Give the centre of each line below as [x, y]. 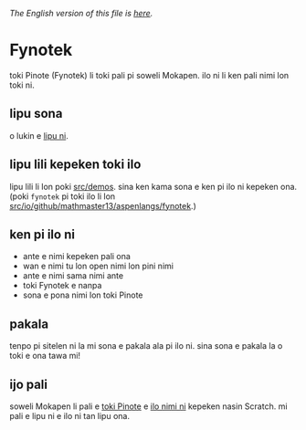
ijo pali [29, 384]
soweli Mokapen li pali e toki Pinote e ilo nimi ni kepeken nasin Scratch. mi [148, 406]
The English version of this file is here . [81, 13]
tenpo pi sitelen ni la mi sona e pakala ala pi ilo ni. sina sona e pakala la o [146, 346]
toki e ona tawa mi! [45, 356]
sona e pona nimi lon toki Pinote [83, 295]
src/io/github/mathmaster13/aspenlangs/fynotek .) [103, 205]
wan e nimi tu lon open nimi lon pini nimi [98, 266]
